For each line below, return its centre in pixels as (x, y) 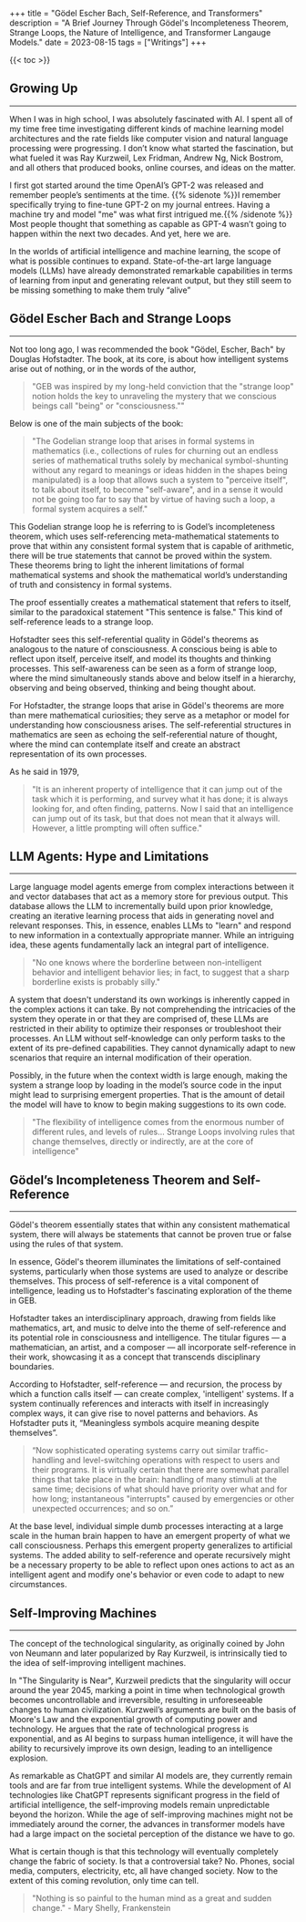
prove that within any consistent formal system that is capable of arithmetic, (152, 545)
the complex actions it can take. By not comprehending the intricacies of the (153, 1009)
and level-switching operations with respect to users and (173, 1460)
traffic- (255, 1451)
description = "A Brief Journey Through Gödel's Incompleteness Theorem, (149, 23)
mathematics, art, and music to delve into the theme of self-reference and (148, 1328)
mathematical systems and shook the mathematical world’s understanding (149, 574)
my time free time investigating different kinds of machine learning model (147, 129)
